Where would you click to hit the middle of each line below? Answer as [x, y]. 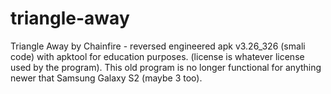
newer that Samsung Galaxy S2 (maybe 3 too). [106, 78]
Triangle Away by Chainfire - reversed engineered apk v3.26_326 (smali [158, 46]
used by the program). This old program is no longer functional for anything [166, 67]
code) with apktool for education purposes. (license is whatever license [157, 56]
